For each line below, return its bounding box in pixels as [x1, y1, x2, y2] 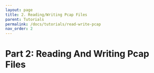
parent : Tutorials [5, 17, 44, 22]
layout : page [5, 7, 33, 13]
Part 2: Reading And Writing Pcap [5, 48, 149, 60]
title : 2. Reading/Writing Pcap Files [5, 12, 87, 17]
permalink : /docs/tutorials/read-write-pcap [5, 21, 101, 27]
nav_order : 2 [5, 26, 33, 31]
